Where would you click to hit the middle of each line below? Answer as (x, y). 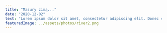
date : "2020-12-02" (25, 14)
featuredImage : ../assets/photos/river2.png (52, 23)
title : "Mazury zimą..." (31, 9)
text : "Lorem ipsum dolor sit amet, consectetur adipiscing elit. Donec (82, 18)
